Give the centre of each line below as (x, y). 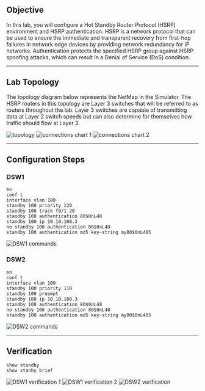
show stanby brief (30, 371)
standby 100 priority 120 (39, 206)
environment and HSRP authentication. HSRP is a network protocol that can (101, 31)
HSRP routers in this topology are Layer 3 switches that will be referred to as (102, 103)
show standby (23, 365)
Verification (29, 351)
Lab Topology (33, 82)
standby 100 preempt (33, 294)
